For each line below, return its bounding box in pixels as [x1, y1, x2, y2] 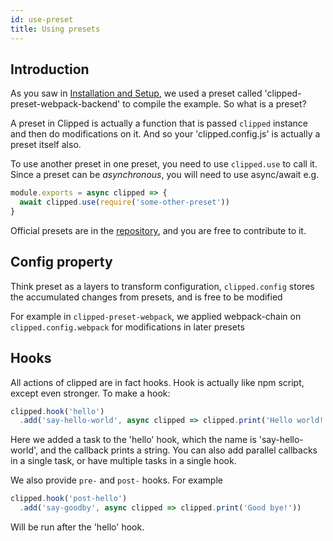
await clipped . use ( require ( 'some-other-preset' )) [19, 197, 230, 208]
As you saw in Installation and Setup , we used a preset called [10, 87, 263, 100]
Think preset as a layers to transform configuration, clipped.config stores [10, 280, 315, 292]
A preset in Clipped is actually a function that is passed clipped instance [10, 117, 308, 130]
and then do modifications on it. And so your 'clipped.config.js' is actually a [10, 128, 321, 140]
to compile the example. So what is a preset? [122, 98, 307, 110]
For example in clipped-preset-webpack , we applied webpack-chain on [10, 310, 302, 322]
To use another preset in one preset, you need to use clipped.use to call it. [10, 158, 318, 170]
